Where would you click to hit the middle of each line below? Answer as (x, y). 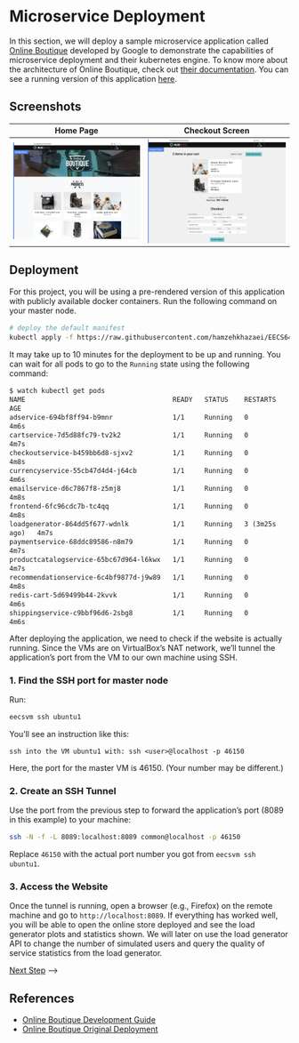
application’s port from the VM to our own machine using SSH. (123, 657)
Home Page (77, 131)
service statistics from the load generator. (86, 953)
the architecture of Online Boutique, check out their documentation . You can (149, 69)
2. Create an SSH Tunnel (63, 790)
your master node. (43, 310)
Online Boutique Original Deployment (90, 1030)
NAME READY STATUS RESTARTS (143, 399)
